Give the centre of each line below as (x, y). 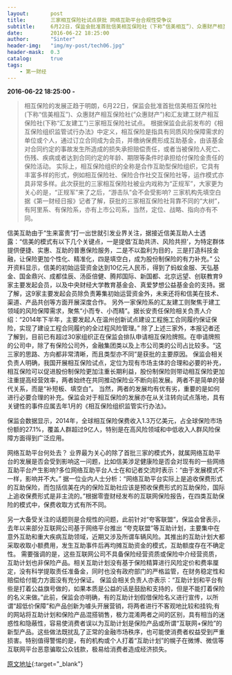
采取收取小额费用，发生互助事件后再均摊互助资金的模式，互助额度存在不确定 (116, 545)
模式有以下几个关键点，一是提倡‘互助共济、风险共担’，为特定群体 (133, 241)
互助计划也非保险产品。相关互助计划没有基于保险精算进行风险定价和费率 (110, 562)
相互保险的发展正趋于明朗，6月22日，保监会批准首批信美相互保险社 (120, 105)
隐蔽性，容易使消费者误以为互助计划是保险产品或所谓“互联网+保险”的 (124, 623)
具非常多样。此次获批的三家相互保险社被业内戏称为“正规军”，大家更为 (124, 183)
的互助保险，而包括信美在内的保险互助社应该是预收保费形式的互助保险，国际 (116, 487)
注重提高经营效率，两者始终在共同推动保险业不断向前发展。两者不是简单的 (113, 380)
